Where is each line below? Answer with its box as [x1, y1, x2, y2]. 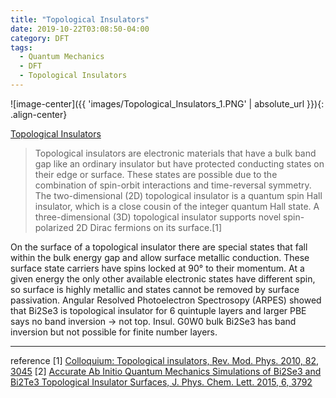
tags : [10, 42, 33, 53]
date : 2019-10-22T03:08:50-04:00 [10, 24, 150, 34]
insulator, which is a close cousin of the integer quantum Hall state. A [34, 200, 320, 212]
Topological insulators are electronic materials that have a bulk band [34, 147, 317, 159]
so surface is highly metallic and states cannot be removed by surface [10, 283, 300, 295]
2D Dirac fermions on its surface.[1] [76, 221, 223, 233]
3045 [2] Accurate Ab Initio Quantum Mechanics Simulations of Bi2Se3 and [10, 365, 322, 377]
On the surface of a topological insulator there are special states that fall [10, 241, 308, 253]
